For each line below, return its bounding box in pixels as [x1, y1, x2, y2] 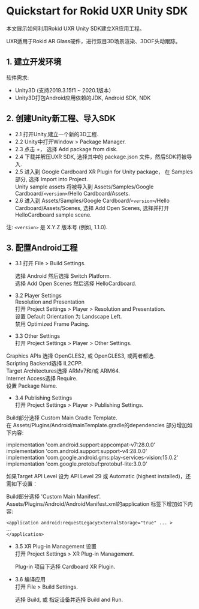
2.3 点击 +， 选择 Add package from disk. [14, 145, 118, 152]
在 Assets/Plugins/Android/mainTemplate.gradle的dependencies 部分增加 [6, 422, 188, 429]
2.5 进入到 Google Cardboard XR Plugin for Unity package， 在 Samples [14, 168, 193, 175]
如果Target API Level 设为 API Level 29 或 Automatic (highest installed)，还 [6, 473, 191, 480]
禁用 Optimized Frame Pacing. [14, 320, 90, 328]
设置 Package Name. [6, 382, 58, 389]
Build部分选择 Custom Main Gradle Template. [6, 414, 118, 421]
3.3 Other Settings [14, 332, 61, 340]
